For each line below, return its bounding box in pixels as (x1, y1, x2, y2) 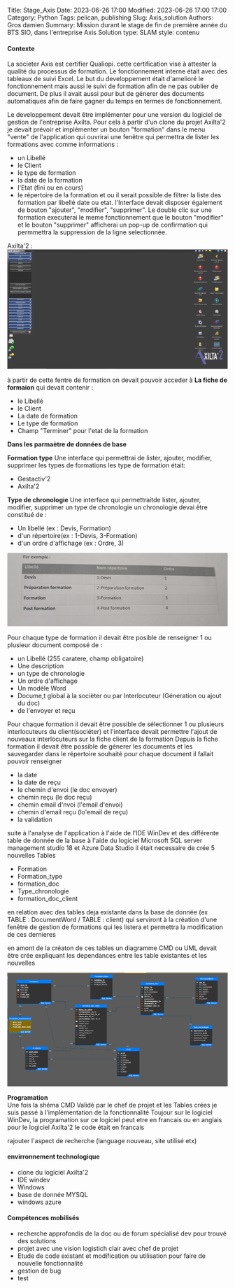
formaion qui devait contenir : (7, 383, 93, 392)
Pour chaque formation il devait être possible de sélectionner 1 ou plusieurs (7, 720, 225, 728)
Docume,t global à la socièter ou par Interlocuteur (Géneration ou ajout (17, 692, 222, 700)
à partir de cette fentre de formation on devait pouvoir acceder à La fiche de (7, 376, 227, 384)
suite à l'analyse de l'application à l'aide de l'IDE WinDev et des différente (7, 829, 219, 837)
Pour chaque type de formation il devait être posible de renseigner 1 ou (7, 633, 212, 642)
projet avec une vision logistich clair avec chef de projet (17, 1244, 179, 1252)
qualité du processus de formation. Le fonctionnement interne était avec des (7, 67, 228, 76)
